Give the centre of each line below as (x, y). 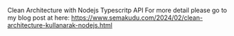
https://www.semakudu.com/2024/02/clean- (137, 18)
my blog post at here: (38, 18)
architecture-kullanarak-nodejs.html (60, 25)
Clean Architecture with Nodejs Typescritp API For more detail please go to (117, 10)
